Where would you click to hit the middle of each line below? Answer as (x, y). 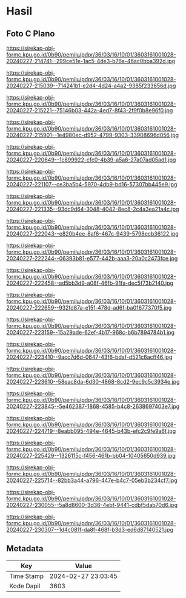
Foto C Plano (31, 34)
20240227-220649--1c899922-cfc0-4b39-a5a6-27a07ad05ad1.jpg (91, 160)
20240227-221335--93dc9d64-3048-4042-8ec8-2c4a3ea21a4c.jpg (93, 209)
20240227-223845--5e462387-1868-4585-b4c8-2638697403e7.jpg (93, 406)
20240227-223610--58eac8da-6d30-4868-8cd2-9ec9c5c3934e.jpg (93, 382)
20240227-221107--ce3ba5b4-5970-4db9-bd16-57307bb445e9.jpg (92, 184)
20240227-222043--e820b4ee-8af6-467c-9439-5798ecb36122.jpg (92, 234)
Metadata (25, 549)
